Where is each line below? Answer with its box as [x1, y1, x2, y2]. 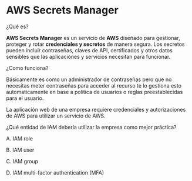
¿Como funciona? [6, 64, 49, 71]
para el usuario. [6, 95, 44, 102]
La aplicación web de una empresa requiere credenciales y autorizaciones [6, 106, 186, 113]
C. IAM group [6, 157, 39, 165]
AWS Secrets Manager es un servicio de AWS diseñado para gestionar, [6, 34, 180, 41]
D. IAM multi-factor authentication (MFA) [6, 169, 105, 176]
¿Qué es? [6, 23, 29, 30]
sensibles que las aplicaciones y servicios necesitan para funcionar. [6, 53, 171, 60]
